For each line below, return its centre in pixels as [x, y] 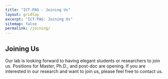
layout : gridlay [22, 14]
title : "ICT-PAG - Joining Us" [38, 10]
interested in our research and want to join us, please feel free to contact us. [84, 71]
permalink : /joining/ [28, 28]
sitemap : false [21, 24]
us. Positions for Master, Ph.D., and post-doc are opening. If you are [75, 66]
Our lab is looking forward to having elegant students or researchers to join [83, 60]
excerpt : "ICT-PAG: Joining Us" [39, 19]
